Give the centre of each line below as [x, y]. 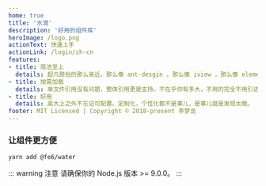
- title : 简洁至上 [36, 67]
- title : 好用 [30, 97]
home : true [26, 15]
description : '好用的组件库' [53, 30]
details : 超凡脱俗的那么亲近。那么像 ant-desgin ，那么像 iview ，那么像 [127, 74]
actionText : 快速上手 [42, 45]
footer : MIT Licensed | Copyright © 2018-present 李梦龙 [102, 112]
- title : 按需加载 [36, 82]
